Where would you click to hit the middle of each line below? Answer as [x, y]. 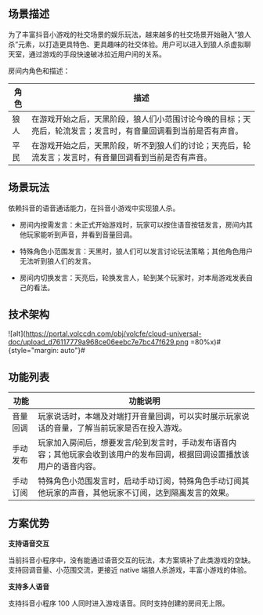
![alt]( [17, 334]
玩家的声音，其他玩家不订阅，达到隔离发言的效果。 [140, 493]
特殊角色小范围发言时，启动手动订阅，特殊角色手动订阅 [140, 481]
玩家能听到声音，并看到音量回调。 [81, 235]
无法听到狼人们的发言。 [57, 260]
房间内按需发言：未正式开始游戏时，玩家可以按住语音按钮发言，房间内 [133, 224]
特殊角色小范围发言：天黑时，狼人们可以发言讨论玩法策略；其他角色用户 [136, 251]
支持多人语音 [29, 587]
